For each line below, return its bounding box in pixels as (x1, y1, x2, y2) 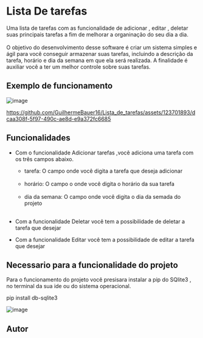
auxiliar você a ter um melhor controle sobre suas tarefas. (6, 63, 151, 71)
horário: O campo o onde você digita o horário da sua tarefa (24, 180, 175, 187)
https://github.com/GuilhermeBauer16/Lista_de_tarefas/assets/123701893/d (6, 108, 196, 116)
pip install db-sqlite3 (6, 294, 58, 302)
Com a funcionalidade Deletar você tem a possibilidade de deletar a (15, 218, 185, 225)
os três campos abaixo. (15, 155, 74, 162)
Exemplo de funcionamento (6, 81, 113, 91)
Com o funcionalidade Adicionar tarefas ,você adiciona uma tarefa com (15, 149, 194, 156)
